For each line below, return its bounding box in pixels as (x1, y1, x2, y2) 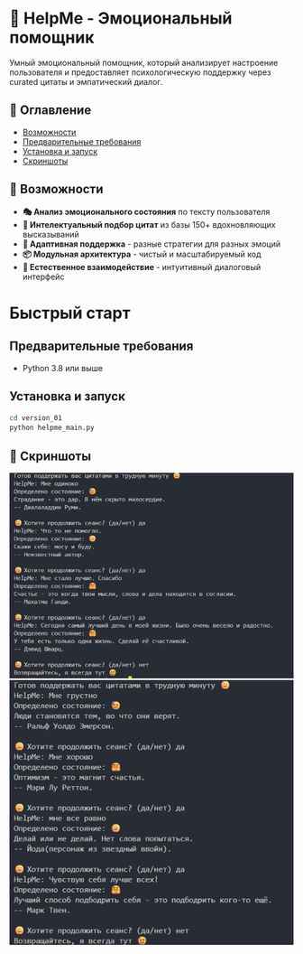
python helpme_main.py (9, 424, 95, 433)
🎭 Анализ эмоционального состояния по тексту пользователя (22, 206, 271, 217)
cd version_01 (9, 414, 63, 423)
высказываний (22, 229, 79, 239)
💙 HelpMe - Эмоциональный (9, 8, 233, 29)
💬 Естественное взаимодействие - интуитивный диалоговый (22, 261, 262, 272)
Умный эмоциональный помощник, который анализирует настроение (9, 57, 279, 68)
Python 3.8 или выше (22, 362, 104, 373)
